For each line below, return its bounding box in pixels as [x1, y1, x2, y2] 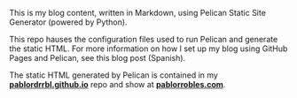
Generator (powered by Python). [9, 17, 128, 27]
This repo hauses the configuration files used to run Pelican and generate [9, 34, 278, 44]
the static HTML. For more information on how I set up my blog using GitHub [9, 43, 288, 54]
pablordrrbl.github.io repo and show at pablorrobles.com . [9, 79, 226, 89]
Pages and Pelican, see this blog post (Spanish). [9, 53, 186, 63]
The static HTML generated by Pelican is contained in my [9, 70, 219, 80]
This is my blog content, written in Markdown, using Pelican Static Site [9, 8, 266, 18]
